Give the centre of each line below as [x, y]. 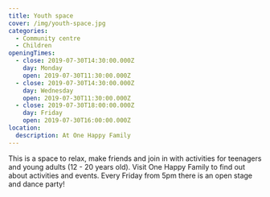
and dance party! [37, 184]
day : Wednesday [48, 90]
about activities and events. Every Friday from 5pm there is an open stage [131, 175]
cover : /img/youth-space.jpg [57, 23]
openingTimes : [32, 53]
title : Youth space [41, 16]
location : [25, 128]
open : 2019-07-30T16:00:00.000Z [77, 121]
